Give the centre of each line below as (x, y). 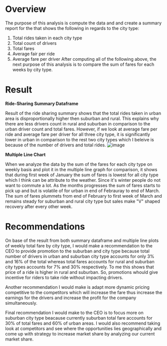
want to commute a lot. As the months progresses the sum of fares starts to (83, 185)
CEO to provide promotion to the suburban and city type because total (77, 251)
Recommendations (45, 227)
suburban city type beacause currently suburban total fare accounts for (79, 318)
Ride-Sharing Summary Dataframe (42, 104)
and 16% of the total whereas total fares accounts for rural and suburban (80, 261)
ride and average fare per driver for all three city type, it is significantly (78, 134)
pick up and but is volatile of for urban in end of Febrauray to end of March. (83, 191)
